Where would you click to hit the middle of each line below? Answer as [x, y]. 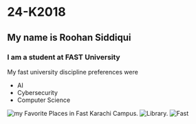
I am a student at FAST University [64, 57]
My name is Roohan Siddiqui [69, 38]
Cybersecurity [37, 92]
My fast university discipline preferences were [73, 72]
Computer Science [44, 100]
